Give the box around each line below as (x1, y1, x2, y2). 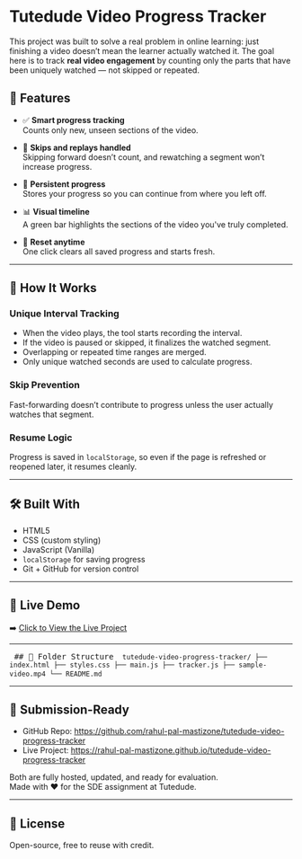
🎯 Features (9, 91, 71, 106)
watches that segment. (9, 409, 94, 420)
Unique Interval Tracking (9, 307, 120, 320)
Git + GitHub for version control (22, 563, 139, 574)
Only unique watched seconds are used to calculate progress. (22, 357, 253, 368)
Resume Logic (9, 431, 73, 444)
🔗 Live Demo (9, 598, 81, 613)
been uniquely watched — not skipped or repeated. (9, 65, 200, 75)
